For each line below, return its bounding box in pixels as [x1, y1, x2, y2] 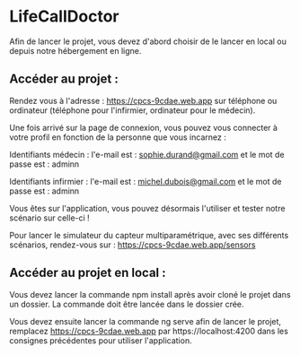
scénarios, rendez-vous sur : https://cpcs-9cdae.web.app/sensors [9, 239, 256, 250]
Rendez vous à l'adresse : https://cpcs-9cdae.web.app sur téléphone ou [9, 95, 278, 106]
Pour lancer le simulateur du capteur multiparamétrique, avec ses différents [9, 229, 289, 240]
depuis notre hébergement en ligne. [9, 45, 142, 56]
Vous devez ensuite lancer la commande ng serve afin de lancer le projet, [9, 316, 281, 326]
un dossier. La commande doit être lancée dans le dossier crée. [9, 299, 244, 309]
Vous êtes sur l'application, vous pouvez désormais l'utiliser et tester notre [9, 203, 286, 213]
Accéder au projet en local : [9, 265, 166, 281]
